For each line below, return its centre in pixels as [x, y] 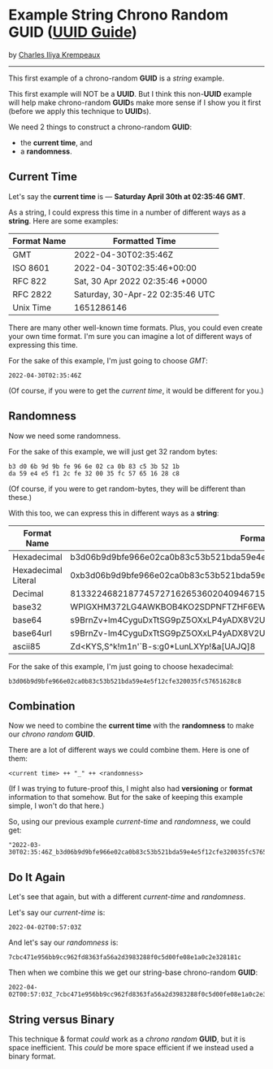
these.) [20, 497]
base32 [27, 606]
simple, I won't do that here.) [56, 806]
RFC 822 [30, 280]
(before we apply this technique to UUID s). [80, 111]
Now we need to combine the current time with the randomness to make [131, 726]
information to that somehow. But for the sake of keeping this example [126, 797]
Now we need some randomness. [65, 436]
